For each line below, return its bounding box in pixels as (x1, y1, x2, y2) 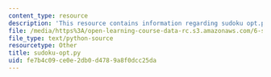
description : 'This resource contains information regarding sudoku (8, 19, 244, 27)
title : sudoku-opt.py (8, 49, 81, 57)
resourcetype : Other (8, 42, 78, 50)
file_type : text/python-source (8, 34, 114, 43)
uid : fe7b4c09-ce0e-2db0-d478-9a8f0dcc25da (8, 57, 157, 65)
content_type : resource (8, 11, 89, 20)
